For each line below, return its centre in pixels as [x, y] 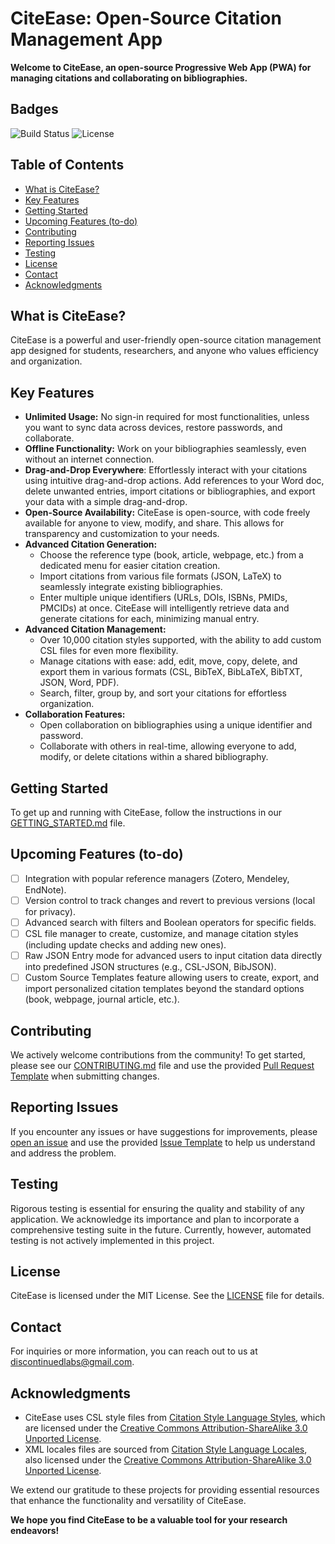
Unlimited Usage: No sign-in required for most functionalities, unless [167, 417]
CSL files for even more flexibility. [109, 651]
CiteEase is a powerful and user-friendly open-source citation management [166, 340]
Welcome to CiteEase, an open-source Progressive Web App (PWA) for [161, 67]
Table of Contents [67, 165]
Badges [34, 109]
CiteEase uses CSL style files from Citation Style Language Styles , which [175, 1418]
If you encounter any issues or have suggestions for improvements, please [164, 1131]
